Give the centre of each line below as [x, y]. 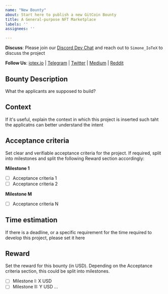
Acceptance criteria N [35, 204]
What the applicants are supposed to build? [51, 91]
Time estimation [31, 220]
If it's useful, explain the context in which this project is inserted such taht [82, 119]
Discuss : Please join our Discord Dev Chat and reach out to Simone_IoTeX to [84, 48]
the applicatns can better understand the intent [54, 124]
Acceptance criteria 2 [35, 184]
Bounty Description [37, 79]
